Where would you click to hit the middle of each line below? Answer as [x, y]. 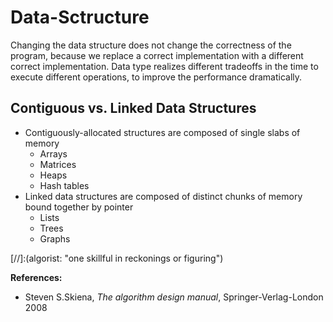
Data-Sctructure [80, 17]
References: [36, 277]
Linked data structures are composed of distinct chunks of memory [163, 196]
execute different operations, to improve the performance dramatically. [156, 77]
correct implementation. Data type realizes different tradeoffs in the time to [164, 66]
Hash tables [64, 185]
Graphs [55, 238]
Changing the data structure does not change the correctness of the [151, 45]
